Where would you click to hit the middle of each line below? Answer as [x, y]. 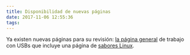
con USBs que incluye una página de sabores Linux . [70, 46]
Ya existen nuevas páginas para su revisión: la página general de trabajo [95, 40]
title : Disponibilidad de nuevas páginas [59, 12]
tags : [13, 22]
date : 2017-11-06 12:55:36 [40, 17]
